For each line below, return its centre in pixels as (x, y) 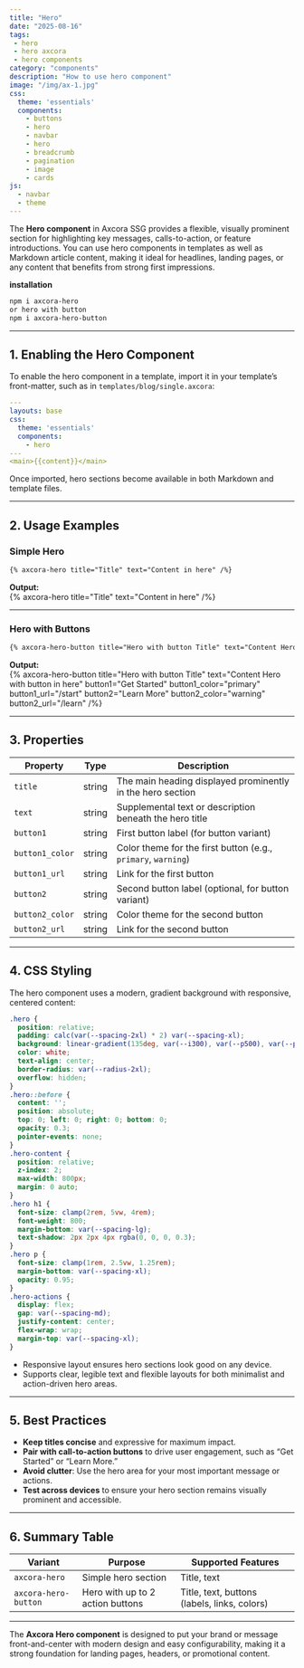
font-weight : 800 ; (52, 1221)
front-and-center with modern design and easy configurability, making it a (147, 1644)
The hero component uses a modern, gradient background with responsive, (150, 993)
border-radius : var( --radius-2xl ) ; (85, 1069)
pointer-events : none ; (60, 1137)
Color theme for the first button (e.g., (195, 847)
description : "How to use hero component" (90, 77)
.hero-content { (40, 1153)
